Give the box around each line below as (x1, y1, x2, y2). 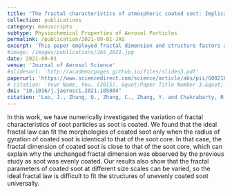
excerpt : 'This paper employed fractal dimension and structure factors (7, 42, 221, 49)
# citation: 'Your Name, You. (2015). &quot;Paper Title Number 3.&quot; (7, 81, 224, 88)
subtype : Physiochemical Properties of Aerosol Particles (7, 29, 177, 37)
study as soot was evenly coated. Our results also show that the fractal (7, 157, 209, 165)
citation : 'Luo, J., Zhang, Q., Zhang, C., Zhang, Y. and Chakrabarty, (7, 94, 217, 101)
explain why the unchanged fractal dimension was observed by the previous (7, 150, 224, 158)
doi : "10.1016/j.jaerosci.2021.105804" (7, 87, 122, 94)
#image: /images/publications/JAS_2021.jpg (7, 49, 135, 56)
